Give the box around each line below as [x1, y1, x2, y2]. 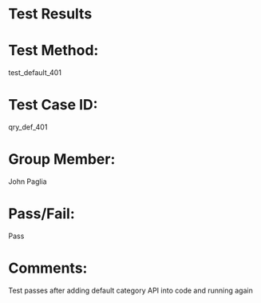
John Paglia [8, 177, 47, 186]
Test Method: [8, 42, 99, 60]
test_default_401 [8, 68, 62, 78]
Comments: [8, 259, 88, 277]
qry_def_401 [8, 122, 48, 132]
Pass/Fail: [8, 205, 76, 223]
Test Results [8, 5, 93, 23]
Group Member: [8, 150, 116, 169]
